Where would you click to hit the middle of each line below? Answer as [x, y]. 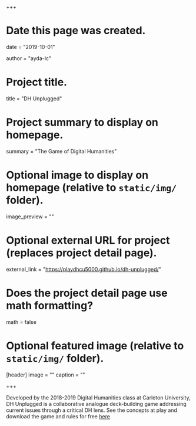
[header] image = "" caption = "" [46, 375]
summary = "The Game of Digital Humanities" [62, 151]
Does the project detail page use [87, 293]
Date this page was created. [76, 31]
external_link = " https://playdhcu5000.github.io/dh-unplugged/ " [84, 269]
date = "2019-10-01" [31, 47]
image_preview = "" [30, 217]
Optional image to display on [77, 175]
